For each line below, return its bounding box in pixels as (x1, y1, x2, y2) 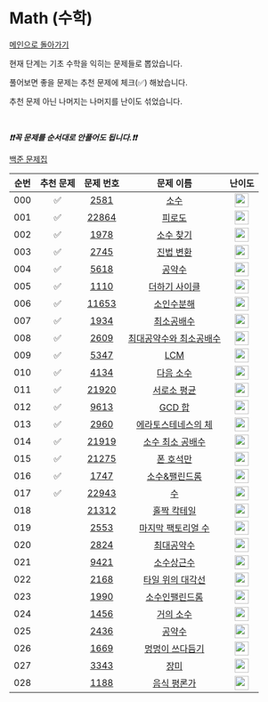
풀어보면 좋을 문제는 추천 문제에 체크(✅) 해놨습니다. (9, 77, 189, 87)
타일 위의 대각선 (142, 574, 207, 586)
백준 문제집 (9, 153, 48, 165)
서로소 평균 (152, 384, 197, 397)
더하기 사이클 (148, 281, 200, 294)
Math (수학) (9, 8, 93, 28)
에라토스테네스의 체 (136, 419, 213, 432)
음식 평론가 (152, 677, 197, 690)
